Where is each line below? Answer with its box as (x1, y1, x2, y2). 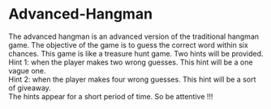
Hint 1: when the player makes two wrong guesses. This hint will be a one (8, 57, 253, 67)
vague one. (8, 65, 46, 75)
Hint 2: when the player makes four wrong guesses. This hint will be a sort (8, 74, 256, 84)
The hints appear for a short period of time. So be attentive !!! (8, 91, 213, 101)
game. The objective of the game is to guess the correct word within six (8, 40, 249, 49)
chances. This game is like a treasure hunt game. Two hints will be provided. (8, 48, 264, 58)
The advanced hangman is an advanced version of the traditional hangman (8, 31, 260, 41)
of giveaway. (8, 82, 51, 93)
